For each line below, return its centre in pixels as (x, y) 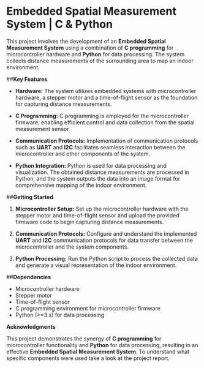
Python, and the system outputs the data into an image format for (98, 178)
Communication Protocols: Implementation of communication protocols (107, 141)
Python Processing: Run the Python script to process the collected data (106, 258)
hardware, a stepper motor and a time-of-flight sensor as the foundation (106, 97)
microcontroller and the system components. (72, 247)
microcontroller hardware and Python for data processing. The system (96, 54)
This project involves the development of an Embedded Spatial (86, 41)
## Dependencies (29, 277)
